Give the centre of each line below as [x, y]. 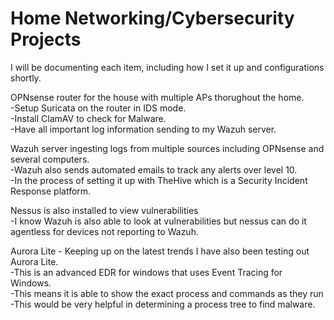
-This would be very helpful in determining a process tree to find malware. [163, 304]
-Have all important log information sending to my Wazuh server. [143, 129]
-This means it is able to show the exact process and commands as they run [167, 293]
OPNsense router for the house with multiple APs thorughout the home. [157, 97]
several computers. [50, 159]
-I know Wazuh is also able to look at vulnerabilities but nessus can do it [158, 221]
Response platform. [51, 191]
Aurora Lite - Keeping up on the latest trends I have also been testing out [160, 251]
